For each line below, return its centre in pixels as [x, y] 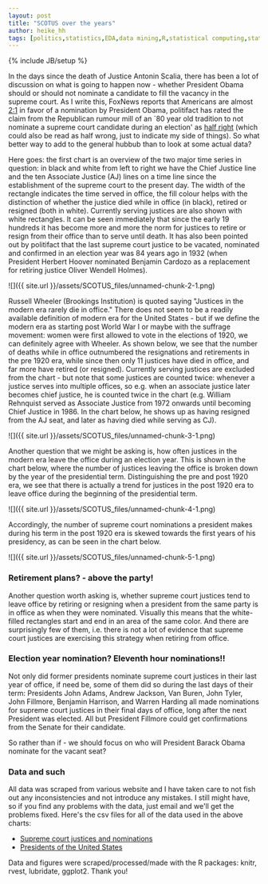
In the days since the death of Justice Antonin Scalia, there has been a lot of [134, 76]
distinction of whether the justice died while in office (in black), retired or [128, 202]
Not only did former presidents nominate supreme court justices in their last [132, 676]
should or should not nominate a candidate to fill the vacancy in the [119, 94]
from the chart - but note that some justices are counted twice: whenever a [132, 378]
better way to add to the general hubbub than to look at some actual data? [130, 144]
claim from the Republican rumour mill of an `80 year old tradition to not [126, 119]
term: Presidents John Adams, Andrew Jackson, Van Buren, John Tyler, [126, 693]
